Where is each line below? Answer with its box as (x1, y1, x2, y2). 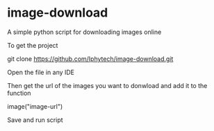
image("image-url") (7, 102, 63, 110)
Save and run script (7, 116, 64, 124)
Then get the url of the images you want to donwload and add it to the (7, 81, 208, 89)
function (7, 89, 31, 97)
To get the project (7, 41, 58, 49)
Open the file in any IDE (7, 68, 75, 76)
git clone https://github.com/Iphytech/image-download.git (7, 54, 174, 63)
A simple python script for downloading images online (7, 28, 162, 36)
